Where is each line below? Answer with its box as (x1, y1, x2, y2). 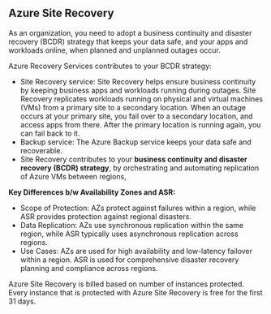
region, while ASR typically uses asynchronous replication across (19, 229, 239, 239)
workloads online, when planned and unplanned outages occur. (8, 45, 222, 55)
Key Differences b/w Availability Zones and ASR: (8, 187, 176, 197)
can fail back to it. (19, 128, 80, 138)
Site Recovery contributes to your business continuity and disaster (19, 154, 247, 164)
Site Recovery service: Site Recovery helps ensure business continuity (19, 76, 256, 86)
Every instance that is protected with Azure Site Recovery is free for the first (8, 287, 263, 297)
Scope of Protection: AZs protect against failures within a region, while (19, 203, 256, 213)
